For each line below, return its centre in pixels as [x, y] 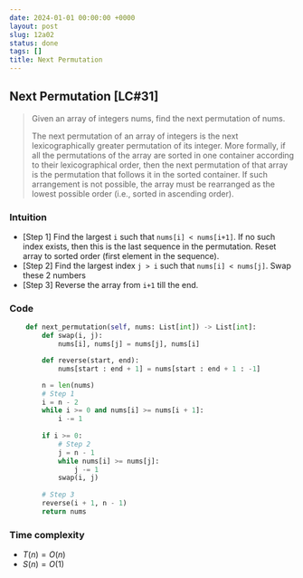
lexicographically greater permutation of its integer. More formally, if [159, 145]
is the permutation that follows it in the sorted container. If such [150, 174]
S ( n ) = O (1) [43, 564]
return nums [65, 511]
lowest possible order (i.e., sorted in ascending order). [133, 193]
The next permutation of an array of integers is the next [135, 136]
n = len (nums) [68, 385]
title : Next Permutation [56, 60]
